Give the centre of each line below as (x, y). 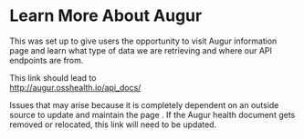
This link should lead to (53, 77)
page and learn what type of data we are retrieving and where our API (141, 50)
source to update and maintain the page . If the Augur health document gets (152, 114)
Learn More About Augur (106, 16)
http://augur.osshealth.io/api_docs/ (75, 87)
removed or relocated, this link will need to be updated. (113, 124)
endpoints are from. (47, 60)
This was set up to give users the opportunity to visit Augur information (143, 41)
